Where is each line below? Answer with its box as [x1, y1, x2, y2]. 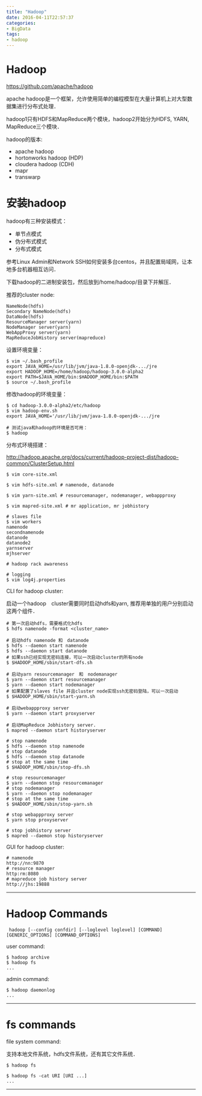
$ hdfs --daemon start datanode [6, 648, 87, 654]
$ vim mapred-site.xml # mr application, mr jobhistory [6, 503, 149, 509]
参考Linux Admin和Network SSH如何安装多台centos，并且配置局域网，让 [6, 258, 188, 265]
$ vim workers [6, 518, 42, 525]
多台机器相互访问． [11, 266, 59, 273]
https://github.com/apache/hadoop [6, 83, 93, 90]
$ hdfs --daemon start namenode [6, 643, 87, 649]
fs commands [6, 1018, 76, 1032]
